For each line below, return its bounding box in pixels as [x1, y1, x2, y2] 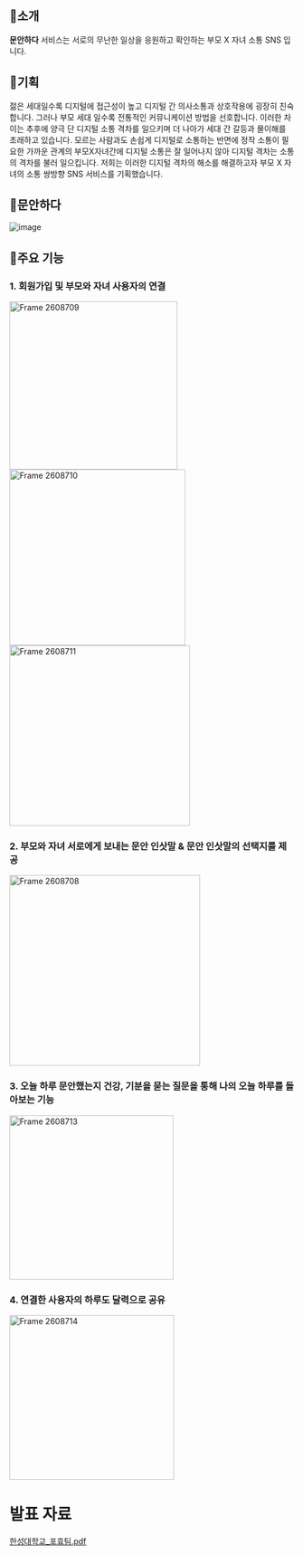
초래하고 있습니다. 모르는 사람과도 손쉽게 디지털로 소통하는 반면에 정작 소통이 [9, 134, 280, 145]
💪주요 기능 [9, 250, 65, 265]
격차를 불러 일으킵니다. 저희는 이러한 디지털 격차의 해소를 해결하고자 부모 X [18, 157, 282, 167]
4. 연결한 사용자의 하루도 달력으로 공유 [9, 1293, 166, 1306]
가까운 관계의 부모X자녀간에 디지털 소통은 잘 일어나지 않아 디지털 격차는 [25, 146, 278, 157]
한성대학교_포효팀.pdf [9, 1535, 87, 1546]
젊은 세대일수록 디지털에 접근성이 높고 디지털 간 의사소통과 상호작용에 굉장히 [9, 100, 278, 111]
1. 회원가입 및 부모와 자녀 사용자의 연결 [9, 280, 166, 292]
